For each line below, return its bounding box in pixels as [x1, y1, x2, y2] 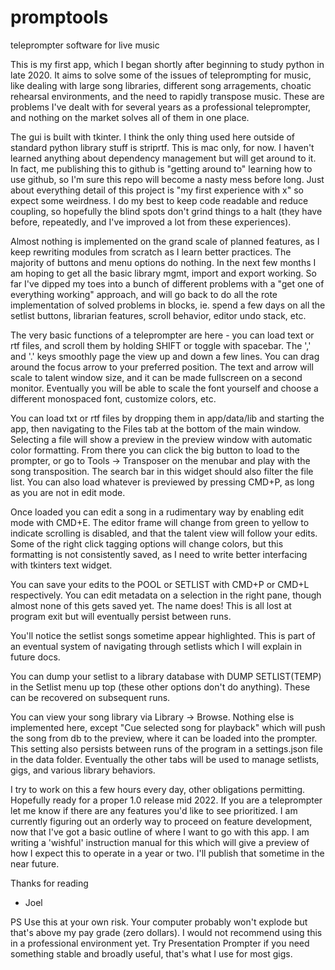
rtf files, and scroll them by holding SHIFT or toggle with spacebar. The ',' [10, 339, 312, 351]
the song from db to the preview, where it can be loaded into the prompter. [10, 732, 318, 744]
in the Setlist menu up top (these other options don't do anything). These [10, 681, 311, 693]
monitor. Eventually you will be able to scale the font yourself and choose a [10, 382, 319, 394]
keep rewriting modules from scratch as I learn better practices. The [10, 246, 292, 258]
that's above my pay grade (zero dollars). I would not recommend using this [10, 926, 323, 938]
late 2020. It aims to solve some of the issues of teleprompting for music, [10, 69, 312, 81]
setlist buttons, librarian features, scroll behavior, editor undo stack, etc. [10, 309, 307, 321]
